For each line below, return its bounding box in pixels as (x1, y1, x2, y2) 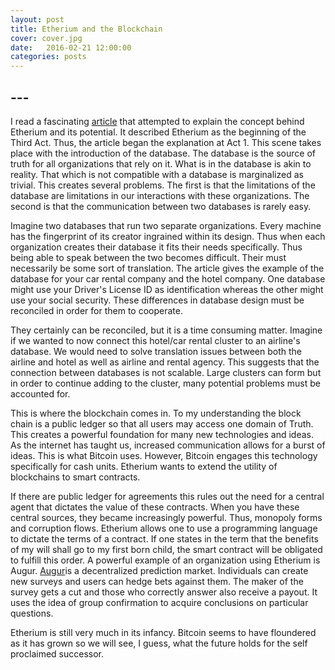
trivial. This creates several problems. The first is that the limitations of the (10, 179, 316, 191)
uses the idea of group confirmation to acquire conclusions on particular (10, 596, 309, 608)
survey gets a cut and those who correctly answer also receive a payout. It (10, 586, 318, 598)
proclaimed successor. (10, 647, 105, 660)
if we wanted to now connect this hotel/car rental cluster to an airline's (10, 334, 301, 346)
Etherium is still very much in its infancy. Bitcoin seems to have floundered (10, 626, 317, 638)
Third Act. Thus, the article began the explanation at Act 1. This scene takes (10, 136, 322, 148)
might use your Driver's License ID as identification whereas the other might (10, 283, 324, 295)
